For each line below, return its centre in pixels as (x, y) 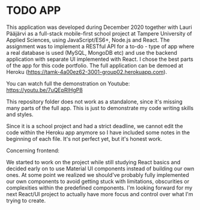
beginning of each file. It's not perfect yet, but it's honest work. (84, 138)
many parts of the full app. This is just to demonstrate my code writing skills (100, 108)
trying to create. (26, 200)
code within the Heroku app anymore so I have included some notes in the (98, 132)
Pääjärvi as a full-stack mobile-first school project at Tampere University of (99, 33)
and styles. (20, 114)
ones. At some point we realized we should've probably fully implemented (98, 174)
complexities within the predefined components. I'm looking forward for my (99, 188)
